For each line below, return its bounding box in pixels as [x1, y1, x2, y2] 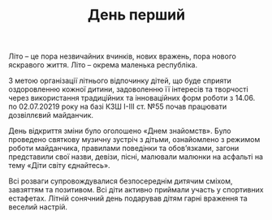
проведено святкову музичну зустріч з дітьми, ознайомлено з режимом [8, 135, 261, 145]
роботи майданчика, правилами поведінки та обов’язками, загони [8, 144, 240, 153]
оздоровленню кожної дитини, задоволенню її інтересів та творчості [8, 84, 249, 94]
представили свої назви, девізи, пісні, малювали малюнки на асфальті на [8, 152, 264, 162]
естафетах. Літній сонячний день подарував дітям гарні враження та [8, 193, 248, 204]
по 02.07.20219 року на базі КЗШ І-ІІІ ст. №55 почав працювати [8, 101, 227, 111]
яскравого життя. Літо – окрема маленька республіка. [8, 60, 197, 70]
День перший [88, 6, 185, 24]
